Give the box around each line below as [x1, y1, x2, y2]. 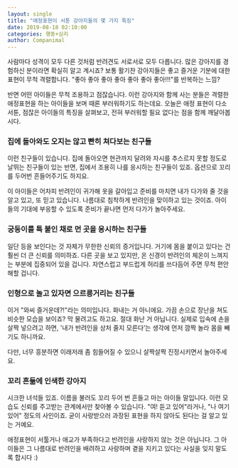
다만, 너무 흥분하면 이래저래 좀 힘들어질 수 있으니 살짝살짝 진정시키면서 [7, 348, 202, 356]
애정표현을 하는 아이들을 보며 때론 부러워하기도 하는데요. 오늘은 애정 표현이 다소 [7, 99, 227, 108]
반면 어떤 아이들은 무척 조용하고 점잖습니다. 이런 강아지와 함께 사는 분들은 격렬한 [7, 90, 229, 99]
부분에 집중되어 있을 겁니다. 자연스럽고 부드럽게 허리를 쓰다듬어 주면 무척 [14, 259, 216, 268]
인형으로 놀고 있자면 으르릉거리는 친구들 [7, 288, 135, 298]
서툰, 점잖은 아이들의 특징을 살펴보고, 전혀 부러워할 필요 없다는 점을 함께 [7, 108, 206, 117]
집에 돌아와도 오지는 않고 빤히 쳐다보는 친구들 [7, 137, 152, 147]
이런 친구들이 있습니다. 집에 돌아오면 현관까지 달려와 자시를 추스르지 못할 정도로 [7, 154, 227, 162]
